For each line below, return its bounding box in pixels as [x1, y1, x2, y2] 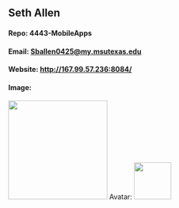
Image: [8, 82, 32, 92]
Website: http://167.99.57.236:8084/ [8, 65, 132, 74]
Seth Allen [8, 6, 61, 20]
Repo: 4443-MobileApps [8, 28, 93, 38]
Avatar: [109, 192, 133, 202]
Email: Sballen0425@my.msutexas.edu [8, 47, 142, 56]
